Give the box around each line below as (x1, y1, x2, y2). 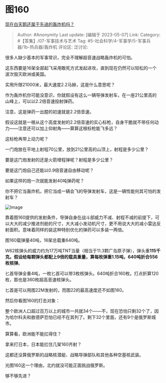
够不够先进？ (5, 373, 31, 379)
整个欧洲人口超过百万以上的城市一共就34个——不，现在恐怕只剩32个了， (5, 308, 155, 314)
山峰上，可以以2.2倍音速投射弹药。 (5, 98, 77, 104)
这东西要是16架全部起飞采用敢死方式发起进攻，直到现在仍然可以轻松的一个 (5, 65, 157, 71)
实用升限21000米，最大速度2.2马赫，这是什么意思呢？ (5, 81, 115, 87)
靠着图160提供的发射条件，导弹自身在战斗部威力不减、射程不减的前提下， (5, 214, 156, 220)
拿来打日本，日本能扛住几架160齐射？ (5, 341, 82, 347)
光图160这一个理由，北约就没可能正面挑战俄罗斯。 (5, 362, 108, 368)
